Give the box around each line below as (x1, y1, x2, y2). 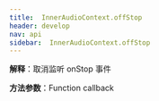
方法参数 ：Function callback (9, 82, 114, 94)
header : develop (9, 21, 70, 30)
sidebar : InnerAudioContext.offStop (9, 38, 151, 47)
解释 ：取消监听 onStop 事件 (9, 63, 111, 74)
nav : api (9, 29, 42, 38)
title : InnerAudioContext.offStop (9, 13, 143, 22)
